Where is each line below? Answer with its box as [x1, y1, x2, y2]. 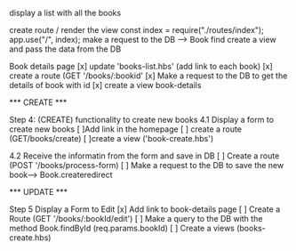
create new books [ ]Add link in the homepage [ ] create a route [9, 124, 243, 134]
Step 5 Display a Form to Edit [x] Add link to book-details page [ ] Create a [9, 204, 281, 215]
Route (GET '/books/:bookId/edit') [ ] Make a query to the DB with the [9, 214, 263, 223]
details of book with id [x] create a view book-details [9, 80, 202, 90]
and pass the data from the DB [9, 44, 122, 54]
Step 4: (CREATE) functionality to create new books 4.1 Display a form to [9, 115, 274, 125]
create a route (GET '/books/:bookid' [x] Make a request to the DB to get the [9, 70, 288, 81]
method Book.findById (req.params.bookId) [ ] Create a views [9, 223, 236, 233]
